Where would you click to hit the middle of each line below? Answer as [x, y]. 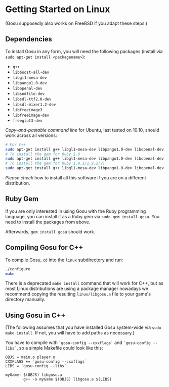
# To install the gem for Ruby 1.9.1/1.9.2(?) [55, 163]
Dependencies [29, 39]
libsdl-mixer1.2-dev [34, 105]
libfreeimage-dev [31, 115]
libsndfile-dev [29, 94]
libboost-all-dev [31, 72]
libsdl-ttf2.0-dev [32, 99]
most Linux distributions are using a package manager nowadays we [77, 288]
